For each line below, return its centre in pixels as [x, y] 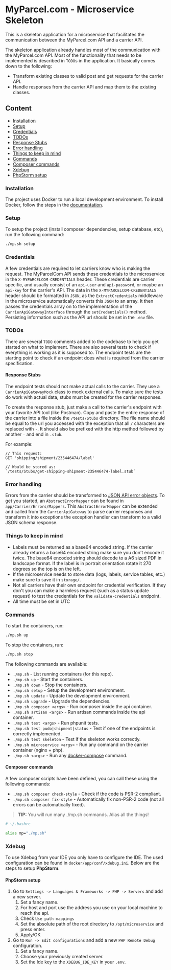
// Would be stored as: [31, 467]
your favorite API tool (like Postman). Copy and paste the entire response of [85, 413]
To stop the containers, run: [34, 645]
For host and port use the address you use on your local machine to [91, 908]
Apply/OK [30, 935]
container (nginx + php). [38, 750]
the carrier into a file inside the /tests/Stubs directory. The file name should [85, 418]
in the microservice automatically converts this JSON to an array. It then [79, 301]
